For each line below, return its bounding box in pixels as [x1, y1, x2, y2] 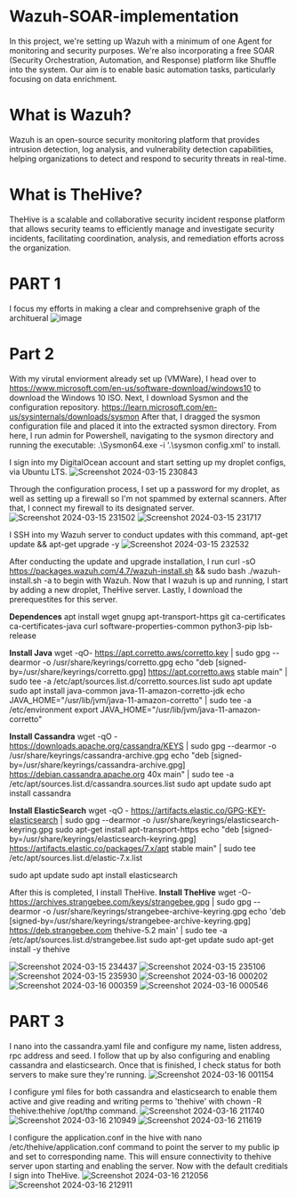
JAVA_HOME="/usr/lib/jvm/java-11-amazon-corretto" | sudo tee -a [9, 694, 252, 705]
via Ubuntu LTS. [9, 466, 68, 477]
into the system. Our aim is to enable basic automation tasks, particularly [9, 64, 276, 75]
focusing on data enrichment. [9, 73, 117, 84]
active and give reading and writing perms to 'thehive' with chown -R [9, 1095, 262, 1106]
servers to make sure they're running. [9, 1069, 147, 1079]
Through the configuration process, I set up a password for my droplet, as [9, 483, 280, 494]
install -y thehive [9, 943, 70, 955]
